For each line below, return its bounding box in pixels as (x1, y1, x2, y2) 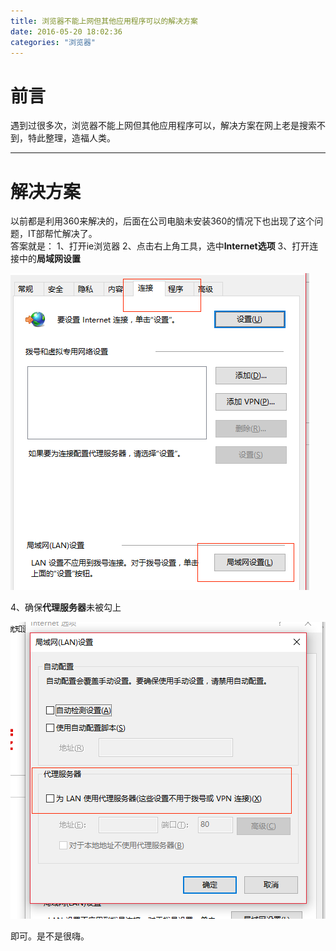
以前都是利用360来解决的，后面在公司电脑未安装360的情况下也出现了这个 (10, 215, 315, 227)
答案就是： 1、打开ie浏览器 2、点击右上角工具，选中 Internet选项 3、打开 (10, 240, 310, 252)
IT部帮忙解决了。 (27, 228, 98, 240)
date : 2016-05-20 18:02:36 (10, 26, 123, 37)
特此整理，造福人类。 (27, 132, 116, 144)
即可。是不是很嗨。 (10, 930, 90, 942)
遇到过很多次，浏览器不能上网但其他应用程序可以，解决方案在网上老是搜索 (10, 120, 317, 132)
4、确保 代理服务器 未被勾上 (10, 601, 122, 614)
